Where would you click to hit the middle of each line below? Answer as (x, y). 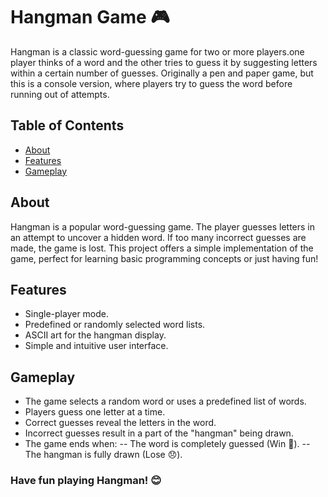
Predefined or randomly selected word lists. (115, 325)
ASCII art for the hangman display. (95, 335)
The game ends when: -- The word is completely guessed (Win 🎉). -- (167, 444)
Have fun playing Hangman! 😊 (86, 481)
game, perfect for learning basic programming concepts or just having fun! (164, 258)
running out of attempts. (60, 94)
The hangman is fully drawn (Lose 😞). (103, 455)
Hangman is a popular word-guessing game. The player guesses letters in (163, 226)
